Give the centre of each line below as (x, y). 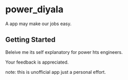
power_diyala (35, 9)
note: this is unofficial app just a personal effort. (56, 72)
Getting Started (30, 40)
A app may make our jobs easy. (38, 24)
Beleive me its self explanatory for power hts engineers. (64, 52)
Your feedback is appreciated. (37, 62)
